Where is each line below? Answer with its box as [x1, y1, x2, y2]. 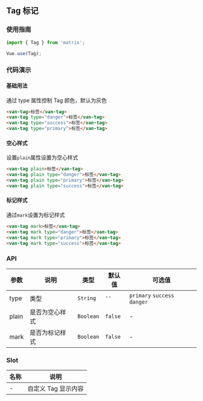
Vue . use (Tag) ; [6, 50, 42, 56]
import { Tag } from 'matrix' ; [6, 39, 85, 45]
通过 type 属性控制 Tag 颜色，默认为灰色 [6, 96, 107, 104]
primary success [129, 292, 175, 299]
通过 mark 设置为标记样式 [6, 211, 65, 218]
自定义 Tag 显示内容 [27, 385, 84, 393]
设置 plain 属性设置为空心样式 [6, 154, 79, 161]
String [77, 295, 97, 301]
